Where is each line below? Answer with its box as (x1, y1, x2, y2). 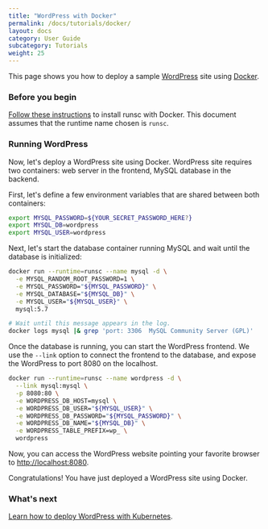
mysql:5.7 (15, 305, 48, 313)
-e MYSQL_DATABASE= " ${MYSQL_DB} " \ (15, 289, 135, 298)
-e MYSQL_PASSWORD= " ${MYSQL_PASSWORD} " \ (15, 282, 157, 290)
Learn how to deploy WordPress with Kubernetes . (8, 511, 173, 521)
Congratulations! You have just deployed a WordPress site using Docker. (8, 473, 248, 483)
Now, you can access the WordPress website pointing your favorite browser (8, 449, 260, 459)
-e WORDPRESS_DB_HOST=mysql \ (15, 397, 117, 405)
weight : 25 (8, 49, 45, 57)
